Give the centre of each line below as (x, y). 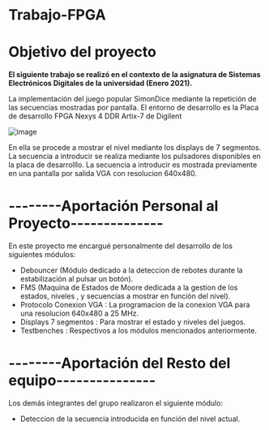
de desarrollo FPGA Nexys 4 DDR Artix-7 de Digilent (95, 116)
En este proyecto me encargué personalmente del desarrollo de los (121, 246)
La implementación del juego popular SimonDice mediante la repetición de (132, 99)
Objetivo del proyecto (82, 52)
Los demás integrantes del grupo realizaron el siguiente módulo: (116, 403)
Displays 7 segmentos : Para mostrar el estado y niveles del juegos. (133, 322)
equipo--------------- (82, 381)
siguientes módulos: (42, 255)
